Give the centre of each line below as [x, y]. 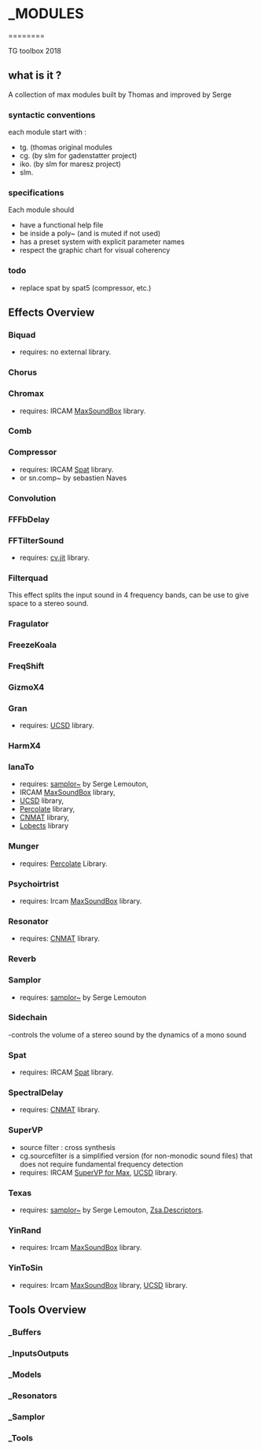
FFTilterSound [36, 540]
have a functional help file [61, 225]
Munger [24, 846]
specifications [36, 192]
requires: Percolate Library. [63, 864]
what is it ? [35, 76]
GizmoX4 [26, 687]
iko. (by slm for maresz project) [70, 164]
